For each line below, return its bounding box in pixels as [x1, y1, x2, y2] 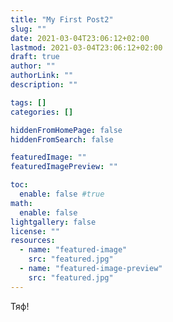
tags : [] [10, 97, 47, 108]
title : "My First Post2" [10, 14, 114, 25]
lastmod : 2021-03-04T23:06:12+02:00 [10, 42, 163, 53]
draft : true [10, 52, 60, 62]
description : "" [10, 80, 78, 90]
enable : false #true [19, 189, 105, 199]
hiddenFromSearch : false [10, 134, 114, 145]
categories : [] [10, 107, 74, 117]
